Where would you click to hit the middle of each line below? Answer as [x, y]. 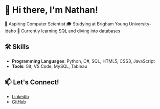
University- [140, 23]
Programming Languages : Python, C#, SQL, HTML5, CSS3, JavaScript [83, 61]
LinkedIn [20, 96]
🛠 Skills [17, 47]
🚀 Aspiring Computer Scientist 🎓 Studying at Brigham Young [66, 23]
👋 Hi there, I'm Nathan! [51, 10]
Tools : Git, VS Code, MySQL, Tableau [49, 66]
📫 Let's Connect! [32, 82]
